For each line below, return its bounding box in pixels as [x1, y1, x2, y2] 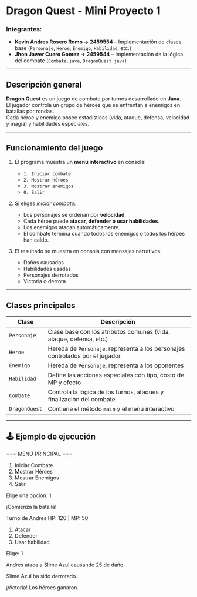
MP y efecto [47, 378, 81, 386]
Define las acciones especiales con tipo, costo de [47, 371, 185, 379]
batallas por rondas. [6, 108, 55, 115]
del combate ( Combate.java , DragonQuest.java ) [14, 57, 127, 64]
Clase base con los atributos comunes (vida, [47, 327, 171, 336]
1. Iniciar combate [23, 171, 72, 177]
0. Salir [23, 190, 45, 196]
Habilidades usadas [23, 266, 72, 273]
